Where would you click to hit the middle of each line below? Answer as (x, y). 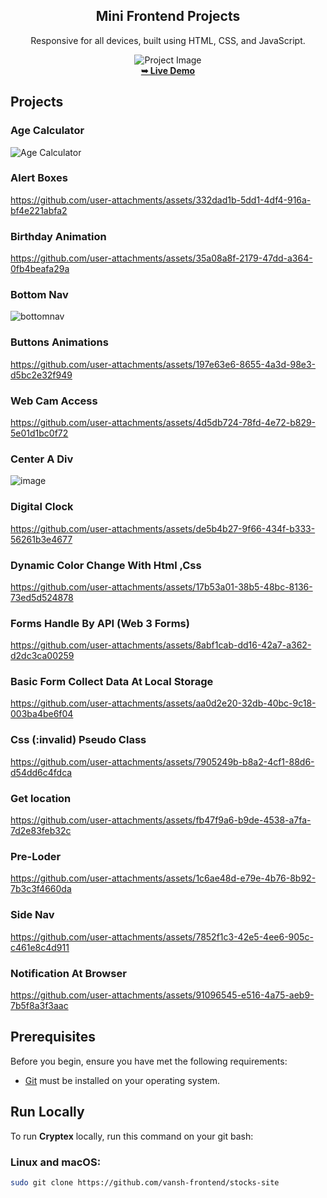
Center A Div (42, 459)
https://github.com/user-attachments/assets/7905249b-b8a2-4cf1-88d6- (162, 761)
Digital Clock (42, 507)
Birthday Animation (58, 236)
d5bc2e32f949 (41, 375)
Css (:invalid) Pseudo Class (78, 740)
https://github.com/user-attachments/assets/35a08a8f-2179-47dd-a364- (161, 258)
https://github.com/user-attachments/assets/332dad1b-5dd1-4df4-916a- (161, 200)
